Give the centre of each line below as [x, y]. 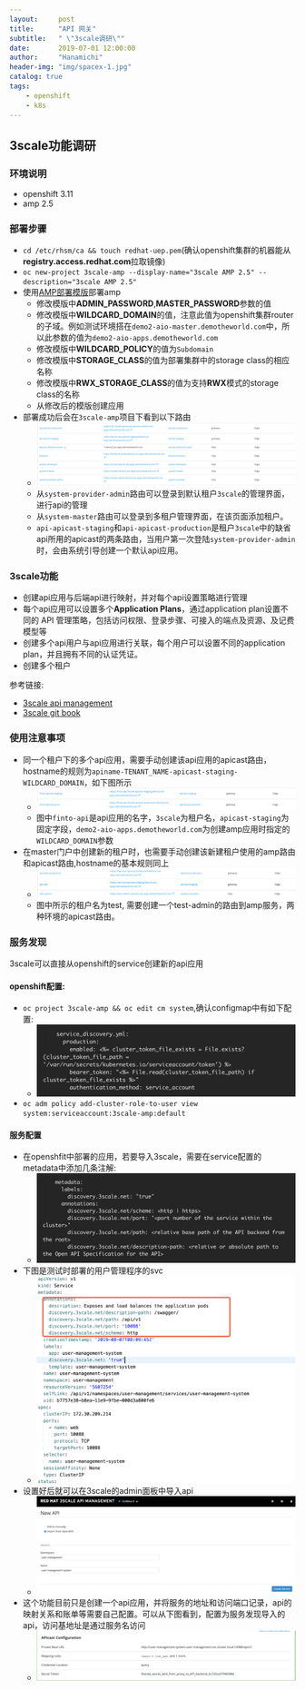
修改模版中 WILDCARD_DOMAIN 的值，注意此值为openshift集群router [165, 315]
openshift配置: [37, 986]
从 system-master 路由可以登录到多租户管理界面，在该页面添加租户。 [162, 516]
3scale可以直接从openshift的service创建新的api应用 [107, 964]
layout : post [42, 19]
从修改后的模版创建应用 [80, 406]
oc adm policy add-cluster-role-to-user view [110, 1104]
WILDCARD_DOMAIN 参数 [74, 840]
